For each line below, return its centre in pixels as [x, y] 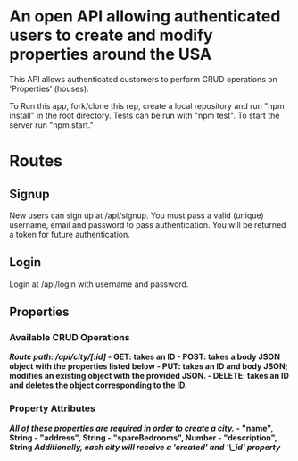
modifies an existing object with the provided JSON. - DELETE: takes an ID [149, 376]
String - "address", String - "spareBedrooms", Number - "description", [143, 437]
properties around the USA [111, 54]
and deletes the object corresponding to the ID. [98, 385]
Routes [36, 161]
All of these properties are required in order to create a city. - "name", [141, 428]
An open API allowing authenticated [145, 17]
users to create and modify [111, 35]
